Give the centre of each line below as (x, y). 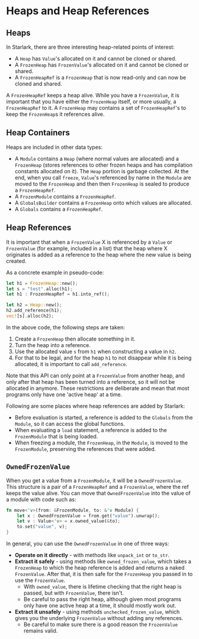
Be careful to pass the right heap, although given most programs (102, 599)
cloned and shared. (38, 84)
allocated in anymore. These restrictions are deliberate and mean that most (98, 388)
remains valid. (41, 631)
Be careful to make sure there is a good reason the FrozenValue (101, 625)
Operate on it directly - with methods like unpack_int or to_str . (92, 555)
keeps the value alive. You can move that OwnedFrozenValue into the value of (98, 493)
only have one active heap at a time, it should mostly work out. (100, 606)
